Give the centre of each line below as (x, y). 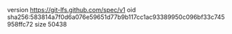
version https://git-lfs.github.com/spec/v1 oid (72, 10)
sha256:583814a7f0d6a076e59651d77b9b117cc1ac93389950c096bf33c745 (116, 17)
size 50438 (51, 24)
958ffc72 (20, 24)
